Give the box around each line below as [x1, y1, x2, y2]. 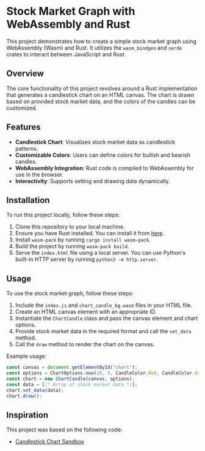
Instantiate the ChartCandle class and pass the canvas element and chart [15, 314, 198, 322]
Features [6, 122, 41, 132]
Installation [6, 195, 50, 205]
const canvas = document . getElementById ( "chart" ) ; [6, 365, 138, 371]
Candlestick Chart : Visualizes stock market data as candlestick [15, 138, 176, 145]
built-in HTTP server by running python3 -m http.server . [15, 256, 159, 263]
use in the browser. [15, 170, 64, 178]
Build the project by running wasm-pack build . [15, 243, 129, 250]
